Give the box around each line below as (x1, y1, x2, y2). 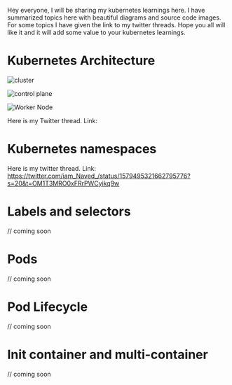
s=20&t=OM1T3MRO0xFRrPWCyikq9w (7, 178, 120, 188)
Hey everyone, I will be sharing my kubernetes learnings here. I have (7, 6, 205, 14)
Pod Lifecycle (7, 299, 88, 314)
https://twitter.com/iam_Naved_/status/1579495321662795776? (7, 171, 191, 180)
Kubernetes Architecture (7, 52, 156, 69)
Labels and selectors (7, 204, 131, 220)
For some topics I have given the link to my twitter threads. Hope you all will (7, 21, 226, 29)
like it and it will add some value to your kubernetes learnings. (7, 28, 186, 36)
